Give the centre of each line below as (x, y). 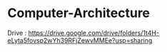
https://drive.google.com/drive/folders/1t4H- (93, 33)
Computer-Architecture (79, 13)
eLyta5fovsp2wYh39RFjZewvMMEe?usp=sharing (80, 40)
